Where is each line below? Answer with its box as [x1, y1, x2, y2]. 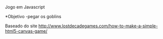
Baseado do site [5, 23, 37, 29]
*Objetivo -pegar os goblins [5, 14, 62, 19]
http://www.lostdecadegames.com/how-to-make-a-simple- [38, 23, 158, 29]
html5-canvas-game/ [5, 28, 48, 34]
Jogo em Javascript [5, 4, 45, 10]
